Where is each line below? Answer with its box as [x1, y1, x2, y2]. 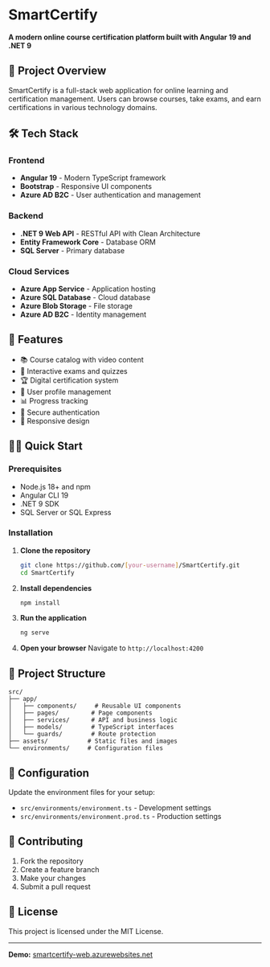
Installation [8, 527, 54, 539]
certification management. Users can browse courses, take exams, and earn [8, 94, 261, 104]
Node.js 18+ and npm [19, 481, 91, 491]
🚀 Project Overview [8, 64, 107, 78]
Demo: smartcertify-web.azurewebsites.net [8, 949, 153, 959]
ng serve [19, 629, 50, 637]
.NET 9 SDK [19, 498, 59, 508]
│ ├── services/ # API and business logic [8, 716, 178, 724]
